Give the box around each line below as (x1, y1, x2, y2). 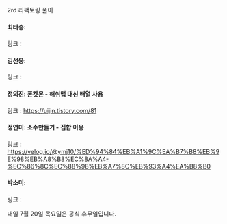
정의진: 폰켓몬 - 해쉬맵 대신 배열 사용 (7, 90, 104, 98)
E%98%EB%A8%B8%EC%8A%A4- (7, 155, 109, 163)
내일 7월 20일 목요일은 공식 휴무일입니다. (7, 210, 117, 218)
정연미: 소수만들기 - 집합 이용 (7, 123, 84, 132)
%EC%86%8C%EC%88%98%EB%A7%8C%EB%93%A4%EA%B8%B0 (7, 162, 211, 170)
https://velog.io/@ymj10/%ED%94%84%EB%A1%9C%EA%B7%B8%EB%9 (7, 147, 220, 155)
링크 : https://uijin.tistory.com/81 (7, 106, 97, 114)
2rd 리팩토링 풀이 (7, 6, 53, 14)
